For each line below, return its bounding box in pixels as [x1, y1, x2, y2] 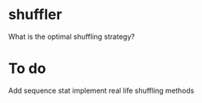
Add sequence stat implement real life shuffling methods [8, 86, 195, 95]
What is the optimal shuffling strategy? [8, 32, 136, 41]
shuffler [8, 6, 62, 24]
